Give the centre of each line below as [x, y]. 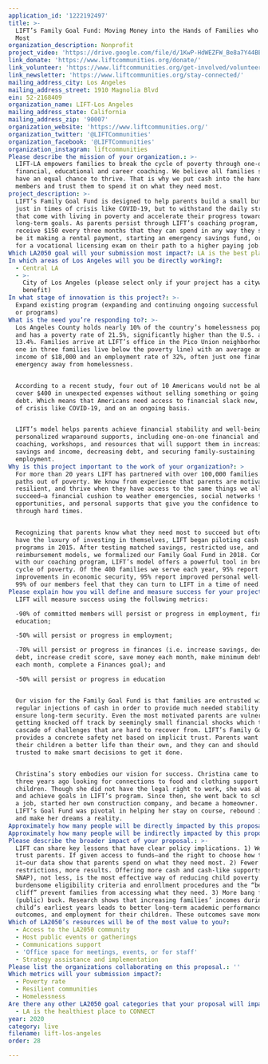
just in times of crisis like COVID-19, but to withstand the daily [132, 208]
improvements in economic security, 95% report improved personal [128, 577]
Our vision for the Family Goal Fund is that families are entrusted [133, 700]
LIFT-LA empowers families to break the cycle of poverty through [128, 164]
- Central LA [37, 268]
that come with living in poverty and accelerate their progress [126, 216]
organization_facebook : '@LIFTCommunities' [82, 142]
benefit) [37, 291]
